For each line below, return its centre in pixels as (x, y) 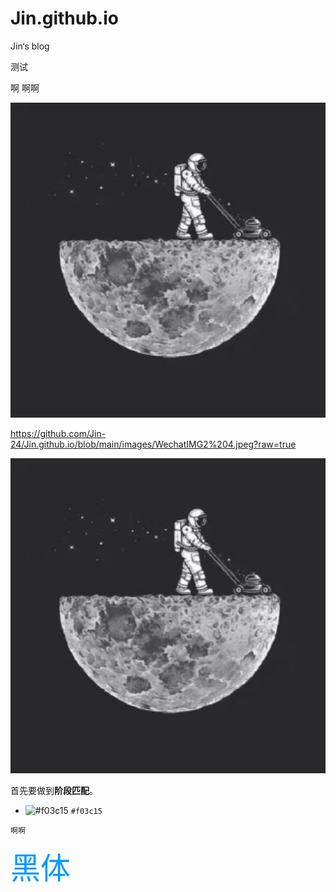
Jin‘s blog (30, 46)
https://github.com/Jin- (58, 433)
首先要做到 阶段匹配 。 (54, 790)
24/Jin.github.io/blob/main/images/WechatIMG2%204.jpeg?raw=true (153, 444)
